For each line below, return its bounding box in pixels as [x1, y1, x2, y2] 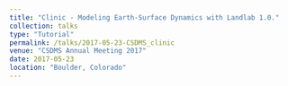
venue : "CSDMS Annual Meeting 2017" [9, 47, 147, 56]
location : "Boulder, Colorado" [9, 64, 127, 73]
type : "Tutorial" [9, 30, 75, 39]
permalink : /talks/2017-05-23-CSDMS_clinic [9, 38, 175, 47]
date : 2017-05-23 [9, 55, 75, 64]
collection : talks [9, 21, 78, 30]
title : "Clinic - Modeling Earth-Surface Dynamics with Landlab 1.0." [9, 13, 280, 22]
